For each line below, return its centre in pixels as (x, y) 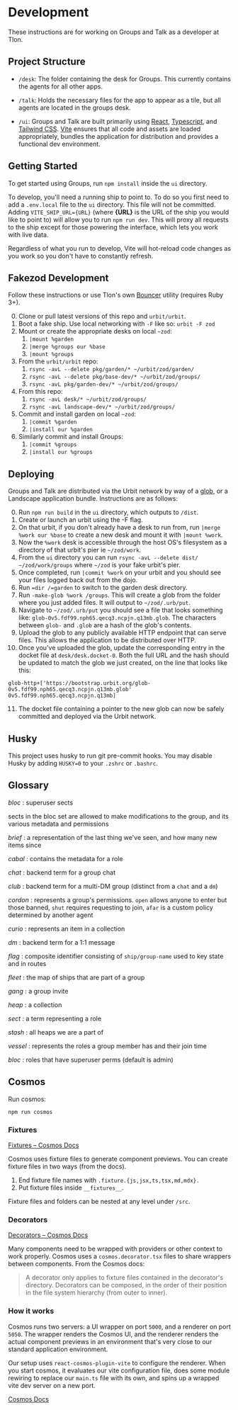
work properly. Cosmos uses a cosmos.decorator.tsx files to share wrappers (120, 1256)
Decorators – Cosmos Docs (48, 1235)
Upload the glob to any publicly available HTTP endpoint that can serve (122, 633)
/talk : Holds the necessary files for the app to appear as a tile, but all (120, 100)
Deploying (31, 474)
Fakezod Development (58, 278)
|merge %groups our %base (67, 347)
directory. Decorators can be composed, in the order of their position (126, 1285)
